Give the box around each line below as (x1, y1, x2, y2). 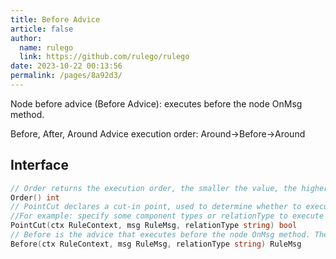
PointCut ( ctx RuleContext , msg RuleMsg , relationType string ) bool (10, 221, 298, 231)
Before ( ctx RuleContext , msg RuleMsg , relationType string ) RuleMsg (10, 239, 302, 249)
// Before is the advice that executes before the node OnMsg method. (10, 230, 311, 240)
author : (10, 33, 43, 43)
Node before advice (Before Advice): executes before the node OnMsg (10, 97, 303, 110)
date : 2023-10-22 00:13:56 (10, 61, 123, 71)
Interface (10, 157, 69, 174)
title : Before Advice (10, 14, 101, 25)
